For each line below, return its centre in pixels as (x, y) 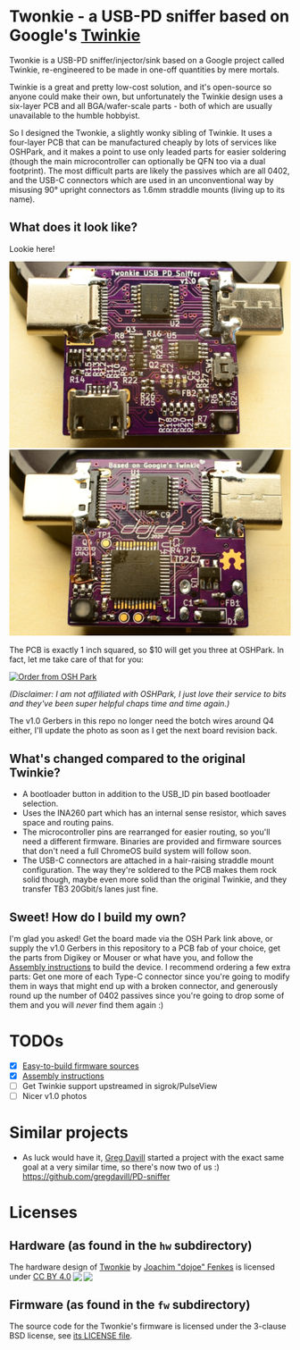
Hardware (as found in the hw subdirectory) (131, 1245)
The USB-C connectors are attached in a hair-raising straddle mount (148, 860)
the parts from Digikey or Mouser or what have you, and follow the (131, 957)
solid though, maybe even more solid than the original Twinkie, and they (154, 880)
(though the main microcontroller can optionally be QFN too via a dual (137, 161)
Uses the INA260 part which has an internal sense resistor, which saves (154, 813)
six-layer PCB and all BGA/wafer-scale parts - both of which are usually (141, 105)
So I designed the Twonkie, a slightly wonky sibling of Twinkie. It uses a (141, 132)
